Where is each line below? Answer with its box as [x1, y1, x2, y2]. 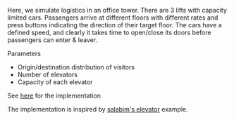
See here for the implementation [7, 91, 101, 100]
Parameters [7, 49, 41, 58]
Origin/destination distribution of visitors [17, 63, 135, 71]
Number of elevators [17, 70, 78, 79]
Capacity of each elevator [17, 78, 93, 86]
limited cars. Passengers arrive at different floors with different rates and [7, 13, 218, 22]
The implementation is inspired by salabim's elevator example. [7, 105, 188, 113]
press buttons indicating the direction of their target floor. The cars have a [7, 21, 222, 29]
